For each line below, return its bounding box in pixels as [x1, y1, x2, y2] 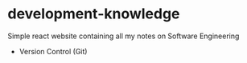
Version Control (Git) [19, 46, 88, 56]
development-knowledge [7, 5, 180, 23]
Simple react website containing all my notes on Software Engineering [7, 31, 240, 41]
